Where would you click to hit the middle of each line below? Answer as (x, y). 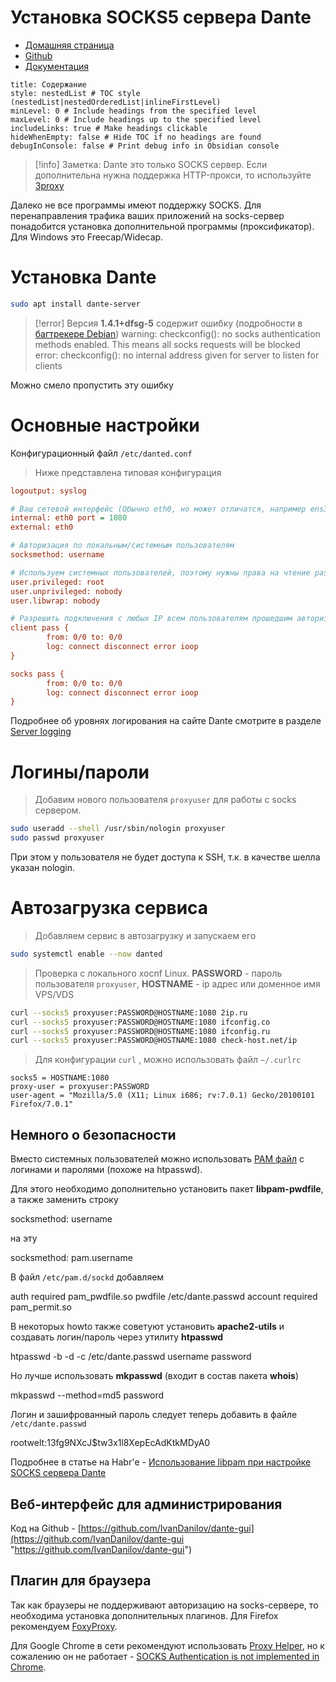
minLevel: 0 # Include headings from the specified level (133, 111)
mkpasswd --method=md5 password (87, 1395)
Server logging (41, 732)
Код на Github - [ (46, 1528)
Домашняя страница (69, 45)
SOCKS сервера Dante (58, 1473)
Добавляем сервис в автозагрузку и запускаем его (145, 935)
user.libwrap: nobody (55, 601)
